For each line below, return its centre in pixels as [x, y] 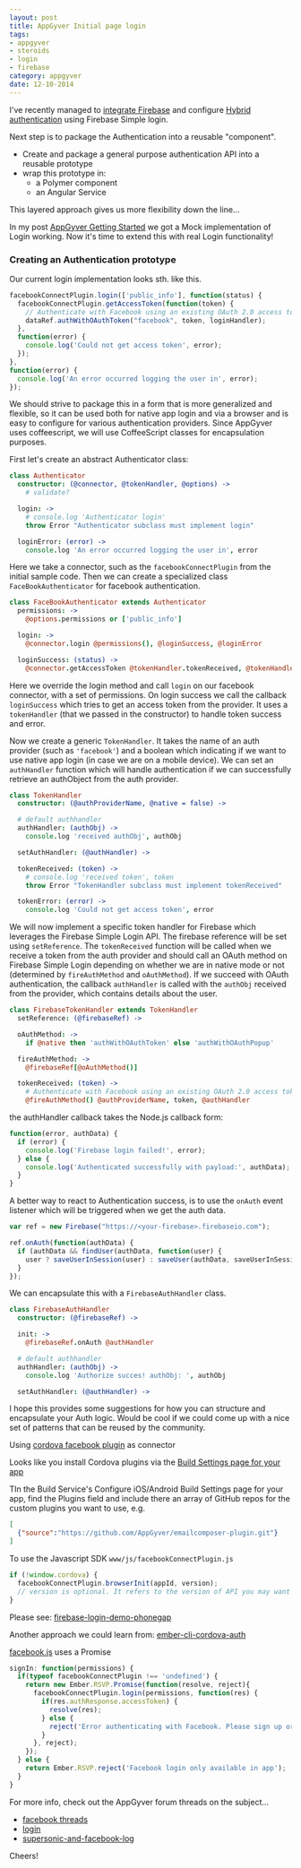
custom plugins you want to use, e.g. [77, 1508]
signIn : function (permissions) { [72, 1668]
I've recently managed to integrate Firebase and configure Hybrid [130, 109]
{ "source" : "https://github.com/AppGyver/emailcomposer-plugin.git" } [148, 1533]
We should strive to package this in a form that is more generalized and [141, 404]
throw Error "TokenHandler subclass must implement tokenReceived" [154, 885]
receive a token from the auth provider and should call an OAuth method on [148, 956]
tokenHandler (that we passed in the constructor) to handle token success [146, 714]
